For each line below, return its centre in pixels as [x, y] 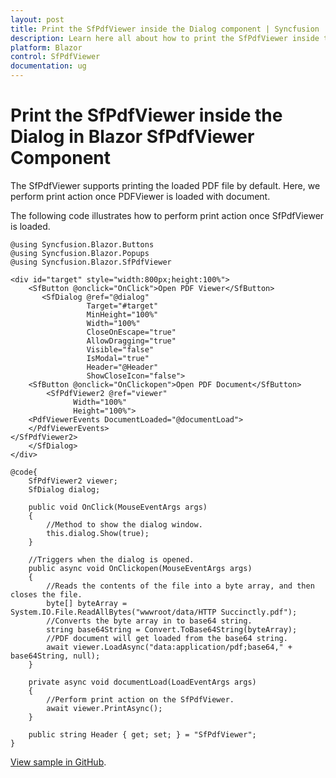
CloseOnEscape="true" [131, 332]
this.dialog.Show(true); [98, 533]
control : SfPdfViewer [55, 57]
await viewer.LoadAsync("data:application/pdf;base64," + [169, 647]
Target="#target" [122, 306]
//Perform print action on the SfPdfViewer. [140, 699]
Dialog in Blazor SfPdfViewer [132, 137]
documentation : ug [48, 66]
